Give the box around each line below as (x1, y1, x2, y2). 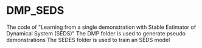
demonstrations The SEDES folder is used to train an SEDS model (6, 36, 170, 43)
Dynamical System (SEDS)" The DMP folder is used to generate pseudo (6, 29, 186, 37)
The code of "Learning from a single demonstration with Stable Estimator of (6, 23, 197, 31)
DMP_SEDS (6, 4, 64, 17)
